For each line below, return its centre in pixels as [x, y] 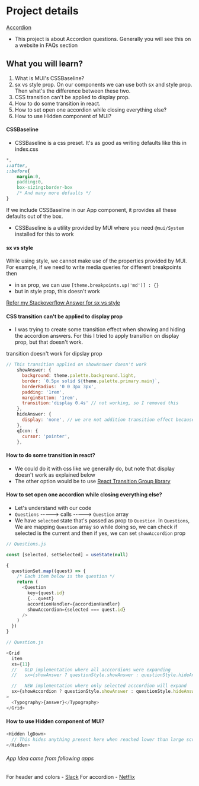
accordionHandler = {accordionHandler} [74, 604]
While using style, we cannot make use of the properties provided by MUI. [97, 261]
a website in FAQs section [46, 45]
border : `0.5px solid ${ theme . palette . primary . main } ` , [91, 381]
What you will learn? [44, 64]
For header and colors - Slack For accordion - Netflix [70, 777]
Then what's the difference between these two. [73, 91]
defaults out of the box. [35, 216]
